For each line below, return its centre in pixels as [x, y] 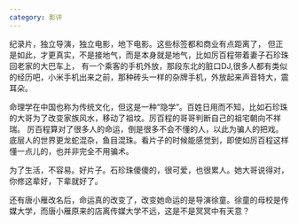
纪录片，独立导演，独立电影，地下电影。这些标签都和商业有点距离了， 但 [142, 43]
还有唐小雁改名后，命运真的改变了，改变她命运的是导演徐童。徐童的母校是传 [149, 199]
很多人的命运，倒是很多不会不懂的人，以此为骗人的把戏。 [178, 128]
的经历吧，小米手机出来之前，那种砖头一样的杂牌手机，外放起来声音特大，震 [149, 77]
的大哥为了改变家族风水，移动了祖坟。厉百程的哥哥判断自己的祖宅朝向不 [141, 118]
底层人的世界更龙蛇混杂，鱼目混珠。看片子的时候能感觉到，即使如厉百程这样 [149, 140]
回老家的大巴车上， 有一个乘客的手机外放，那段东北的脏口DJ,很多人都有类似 [149, 66]
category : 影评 [36, 17]
